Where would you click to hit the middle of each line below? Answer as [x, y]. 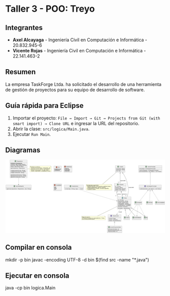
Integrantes [24, 28]
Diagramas [23, 150]
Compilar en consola [39, 247]
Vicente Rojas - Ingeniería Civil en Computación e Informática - [79, 51]
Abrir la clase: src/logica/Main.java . [51, 129]
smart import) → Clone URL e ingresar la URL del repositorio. [76, 123]
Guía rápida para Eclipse [44, 106]
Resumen [21, 72]
